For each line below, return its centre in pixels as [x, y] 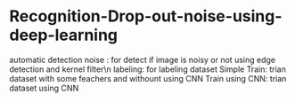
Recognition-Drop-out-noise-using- [146, 16]
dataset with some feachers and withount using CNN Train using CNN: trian [148, 78]
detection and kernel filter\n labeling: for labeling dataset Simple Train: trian [148, 69]
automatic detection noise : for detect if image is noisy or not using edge [143, 59]
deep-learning [64, 35]
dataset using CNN [44, 88]
